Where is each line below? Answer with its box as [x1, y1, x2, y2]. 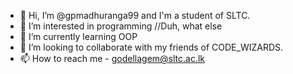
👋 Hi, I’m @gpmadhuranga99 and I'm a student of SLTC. [19, 10, 251, 21]
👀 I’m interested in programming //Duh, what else [19, 20, 223, 32]
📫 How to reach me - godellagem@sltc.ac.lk [19, 53, 206, 64]
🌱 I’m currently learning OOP [19, 31, 138, 42]
